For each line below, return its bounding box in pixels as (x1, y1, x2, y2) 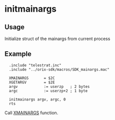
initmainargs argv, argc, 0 (9, 97, 66, 102)
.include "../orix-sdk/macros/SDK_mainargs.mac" (9, 67, 110, 72)
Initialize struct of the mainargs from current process (4, 36, 111, 41)
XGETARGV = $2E (9, 80, 55, 85)
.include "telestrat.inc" (9, 62, 62, 68)
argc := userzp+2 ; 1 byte (9, 88, 88, 93)
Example (4, 50, 32, 58)
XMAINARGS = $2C (9, 76, 55, 80)
